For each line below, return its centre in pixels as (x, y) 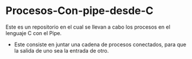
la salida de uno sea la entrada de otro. (61, 50)
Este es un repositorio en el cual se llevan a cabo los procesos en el (88, 27)
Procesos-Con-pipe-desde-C (80, 11)
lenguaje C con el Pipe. (34, 33)
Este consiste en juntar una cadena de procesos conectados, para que (100, 44)
